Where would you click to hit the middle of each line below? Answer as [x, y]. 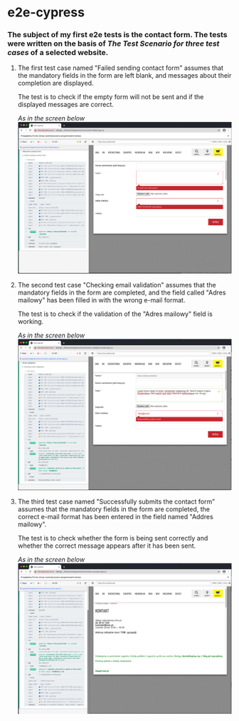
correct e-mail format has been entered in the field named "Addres [115, 517]
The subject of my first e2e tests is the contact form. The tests [117, 35]
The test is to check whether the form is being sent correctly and [113, 538]
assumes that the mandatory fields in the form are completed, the [114, 509]
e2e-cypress [46, 12]
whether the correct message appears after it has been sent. [107, 546]
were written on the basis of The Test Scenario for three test [113, 44]
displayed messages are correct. [65, 105]
